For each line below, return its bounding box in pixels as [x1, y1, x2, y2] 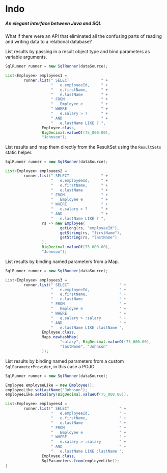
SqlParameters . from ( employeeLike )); [41, 458, 120, 463]
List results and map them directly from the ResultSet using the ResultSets [5, 144, 161, 150]
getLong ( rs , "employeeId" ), [60, 225, 120, 230]
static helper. [5, 149, 33, 156]
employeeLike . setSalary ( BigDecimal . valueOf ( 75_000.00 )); [5, 392, 129, 397]
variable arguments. [5, 54, 47, 60]
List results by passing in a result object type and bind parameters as [5, 49, 150, 55]
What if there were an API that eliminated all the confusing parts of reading [5, 33, 162, 39]
